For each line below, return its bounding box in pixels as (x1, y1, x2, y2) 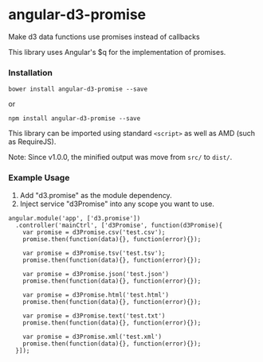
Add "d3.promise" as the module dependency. (19, 190, 173, 200)
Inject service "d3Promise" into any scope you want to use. (19, 199, 215, 208)
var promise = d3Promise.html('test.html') (22, 290, 170, 299)
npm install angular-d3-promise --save (8, 115, 141, 123)
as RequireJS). (8, 137, 57, 146)
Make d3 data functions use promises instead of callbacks (8, 32, 201, 41)
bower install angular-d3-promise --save (8, 85, 148, 93)
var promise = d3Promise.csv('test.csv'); (22, 228, 166, 236)
